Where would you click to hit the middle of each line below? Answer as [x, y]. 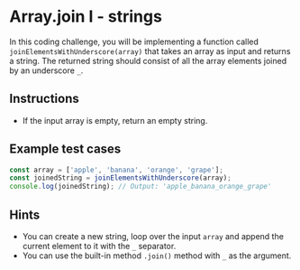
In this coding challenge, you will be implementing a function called [134, 42]
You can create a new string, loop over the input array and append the [153, 236]
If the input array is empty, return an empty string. [115, 120]
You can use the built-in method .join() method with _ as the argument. [157, 256]
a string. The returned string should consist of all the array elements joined [148, 61]
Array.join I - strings [86, 17]
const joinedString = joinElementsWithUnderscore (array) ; [120, 178]
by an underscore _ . [46, 70]
